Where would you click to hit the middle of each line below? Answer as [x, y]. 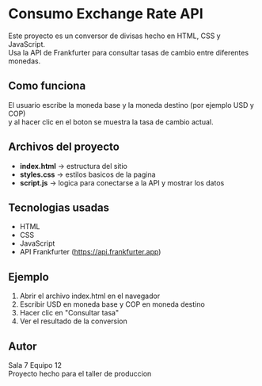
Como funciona [47, 86]
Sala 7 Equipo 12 [35, 365]
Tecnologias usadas [59, 207]
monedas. [25, 61]
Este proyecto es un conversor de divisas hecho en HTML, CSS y [114, 36]
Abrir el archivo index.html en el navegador [90, 296]
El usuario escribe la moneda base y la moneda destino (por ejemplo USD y [131, 105]
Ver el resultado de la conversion [74, 321]
